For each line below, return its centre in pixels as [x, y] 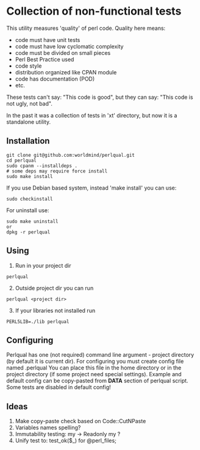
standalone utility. [28, 122]
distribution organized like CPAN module [66, 72]
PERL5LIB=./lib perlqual [38, 321]
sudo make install [30, 176]
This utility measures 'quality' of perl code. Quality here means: [86, 28]
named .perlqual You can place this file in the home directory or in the [94, 368]
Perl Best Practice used [45, 59]
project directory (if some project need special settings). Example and [94, 374]
